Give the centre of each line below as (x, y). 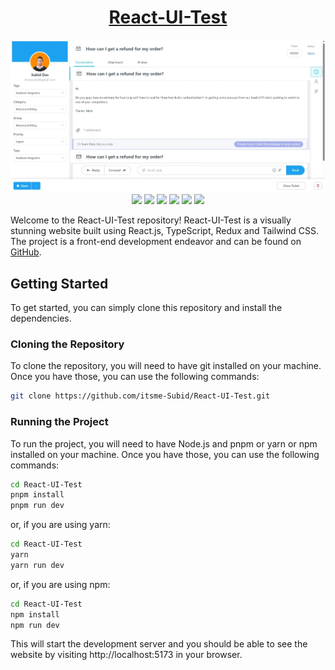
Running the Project (59, 422)
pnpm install (37, 495)
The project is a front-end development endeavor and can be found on (156, 242)
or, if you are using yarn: (60, 525)
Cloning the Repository (67, 344)
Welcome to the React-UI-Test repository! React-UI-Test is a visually (151, 220)
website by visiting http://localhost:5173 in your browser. (126, 655)
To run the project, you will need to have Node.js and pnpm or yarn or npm (164, 443)
